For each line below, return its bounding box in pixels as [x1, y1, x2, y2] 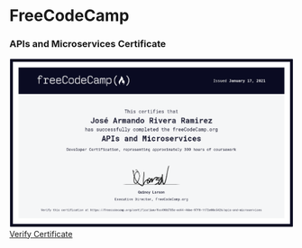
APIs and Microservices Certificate [9, 38, 167, 51]
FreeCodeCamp [9, 5, 130, 26]
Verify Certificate [9, 228, 73, 239]
